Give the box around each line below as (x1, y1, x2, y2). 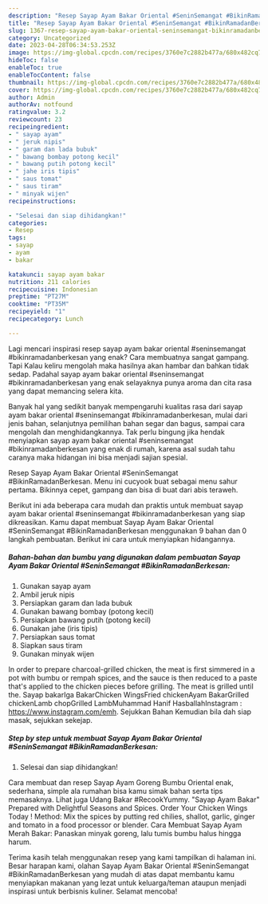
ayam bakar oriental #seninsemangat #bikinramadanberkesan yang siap (8, 508, 246, 519)
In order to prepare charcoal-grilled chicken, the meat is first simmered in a (8, 664, 255, 674)
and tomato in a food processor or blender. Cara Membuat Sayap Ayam (8, 819, 242, 830)
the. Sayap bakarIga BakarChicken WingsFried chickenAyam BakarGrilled (8, 689, 250, 699)
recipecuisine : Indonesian (8, 285, 98, 294)
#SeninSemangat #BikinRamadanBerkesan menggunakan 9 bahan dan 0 (8, 526, 247, 535)
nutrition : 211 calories (8, 278, 91, 286)
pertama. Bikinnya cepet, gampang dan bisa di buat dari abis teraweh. (8, 484, 238, 495)
